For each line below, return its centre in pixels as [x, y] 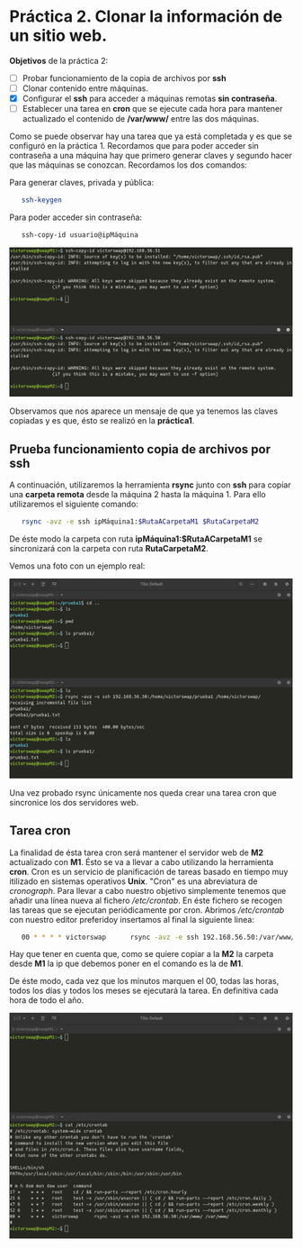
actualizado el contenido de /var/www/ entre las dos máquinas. [141, 119]
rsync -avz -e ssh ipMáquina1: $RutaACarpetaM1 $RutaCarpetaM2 [140, 522]
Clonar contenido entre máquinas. [85, 88]
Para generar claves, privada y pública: [82, 183]
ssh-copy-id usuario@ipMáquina [80, 235]
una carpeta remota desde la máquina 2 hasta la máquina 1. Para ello [138, 495]
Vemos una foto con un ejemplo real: [77, 566]
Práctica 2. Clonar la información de [146, 17]
